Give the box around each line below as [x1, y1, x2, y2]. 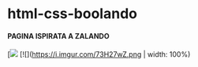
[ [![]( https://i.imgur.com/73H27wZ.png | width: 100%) [7, 50, 191, 59]
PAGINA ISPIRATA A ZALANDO [7, 31, 110, 40]
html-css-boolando [7, 5, 137, 23]
